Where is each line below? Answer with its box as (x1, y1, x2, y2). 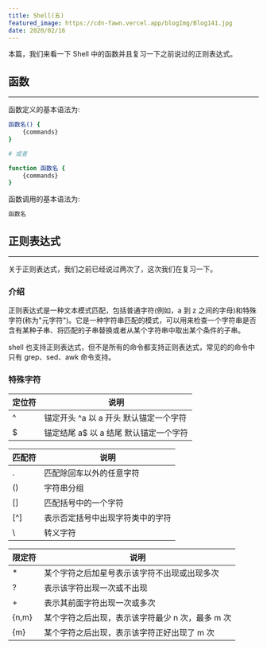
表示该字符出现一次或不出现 (44, 582, 149, 593)
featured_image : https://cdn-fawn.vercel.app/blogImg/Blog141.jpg (8, 19, 233, 27)
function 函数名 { (8, 164, 66, 172)
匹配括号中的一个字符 (44, 497, 125, 508)
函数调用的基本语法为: (8, 194, 81, 204)
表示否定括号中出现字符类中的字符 (44, 512, 172, 523)
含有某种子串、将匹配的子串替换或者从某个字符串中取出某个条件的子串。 (8, 325, 245, 335)
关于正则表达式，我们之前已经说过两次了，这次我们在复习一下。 (8, 264, 217, 274)
